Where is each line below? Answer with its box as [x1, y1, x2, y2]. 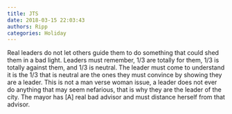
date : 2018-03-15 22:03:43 [7, 17, 85, 24]
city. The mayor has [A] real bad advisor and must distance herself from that [7, 93, 225, 101]
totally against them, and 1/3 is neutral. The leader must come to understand [7, 63, 225, 72]
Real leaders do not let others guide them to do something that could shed [7, 49, 220, 57]
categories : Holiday [7, 29, 67, 37]
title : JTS [7, 10, 39, 17]
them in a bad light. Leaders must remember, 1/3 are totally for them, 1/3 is [7, 56, 220, 65]
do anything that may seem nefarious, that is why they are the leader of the [7, 85, 222, 94]
